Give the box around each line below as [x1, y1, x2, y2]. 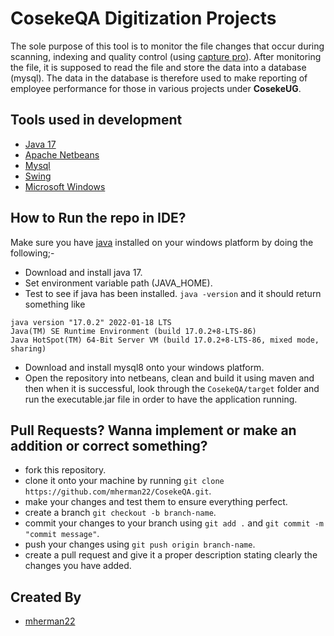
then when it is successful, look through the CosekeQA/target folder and [24, 382, 320, 394]
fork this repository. [24, 464, 107, 476]
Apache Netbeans [24, 148, 100, 161]
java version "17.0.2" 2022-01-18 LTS [10, 317, 172, 327]
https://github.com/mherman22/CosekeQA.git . [24, 485, 212, 497]
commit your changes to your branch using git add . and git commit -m [24, 517, 324, 529]
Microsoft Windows [24, 180, 106, 192]
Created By [10, 588, 82, 606]
